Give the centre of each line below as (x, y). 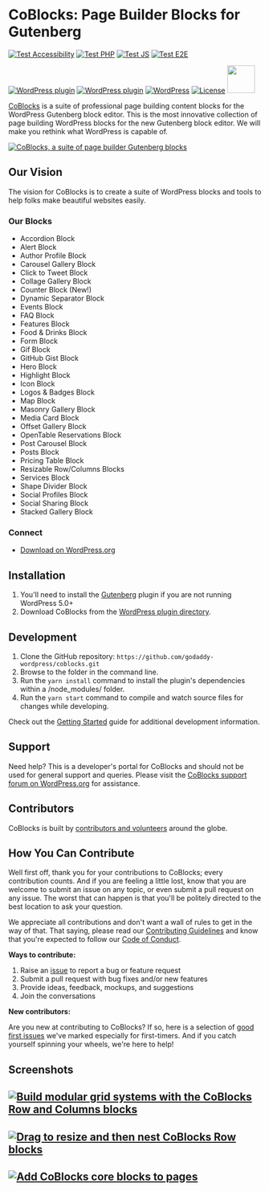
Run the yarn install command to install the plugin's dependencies (132, 680)
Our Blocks (30, 221)
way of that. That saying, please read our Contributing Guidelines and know (133, 931)
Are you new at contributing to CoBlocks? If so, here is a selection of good (131, 1027)
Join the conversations (58, 996)
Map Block (38, 401)
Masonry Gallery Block (57, 409)
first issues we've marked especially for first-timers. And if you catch (122, 1036)
